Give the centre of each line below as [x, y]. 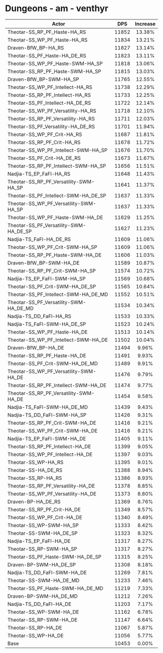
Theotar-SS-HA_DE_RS [35, 470]
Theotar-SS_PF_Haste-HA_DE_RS [47, 55]
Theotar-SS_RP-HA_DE [35, 627]
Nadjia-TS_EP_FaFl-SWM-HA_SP [47, 278]
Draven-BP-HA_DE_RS [34, 501]
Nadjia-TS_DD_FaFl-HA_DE [40, 604]
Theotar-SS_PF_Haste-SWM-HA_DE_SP [55, 557]
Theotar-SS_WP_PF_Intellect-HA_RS [50, 87]
